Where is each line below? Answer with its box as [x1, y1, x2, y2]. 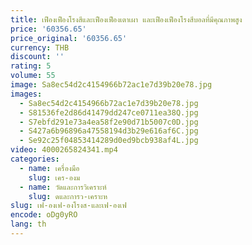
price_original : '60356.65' [10, 33, 128, 43]
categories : [10, 154, 60, 164]
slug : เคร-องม [28, 172, 81, 183]
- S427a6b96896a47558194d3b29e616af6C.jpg [19, 126, 199, 136]
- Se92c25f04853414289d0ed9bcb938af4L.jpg [19, 136, 199, 146]
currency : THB [10, 42, 70, 53]
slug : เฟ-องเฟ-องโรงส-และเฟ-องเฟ [10, 201, 127, 211]
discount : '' [10, 52, 65, 62]
